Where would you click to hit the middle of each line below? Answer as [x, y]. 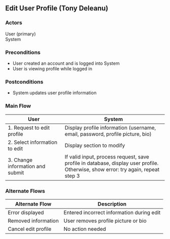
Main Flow [18, 106]
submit [16, 173]
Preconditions [23, 52]
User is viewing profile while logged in [52, 68]
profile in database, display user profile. [112, 163]
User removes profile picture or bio [105, 221]
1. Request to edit [29, 128]
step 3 [72, 176]
